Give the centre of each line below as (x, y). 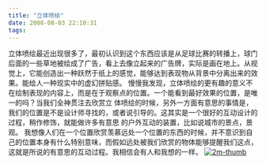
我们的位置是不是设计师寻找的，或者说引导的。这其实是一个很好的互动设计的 (133, 113)
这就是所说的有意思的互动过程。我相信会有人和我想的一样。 (105, 152)
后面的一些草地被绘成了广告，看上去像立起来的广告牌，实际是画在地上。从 (129, 63)
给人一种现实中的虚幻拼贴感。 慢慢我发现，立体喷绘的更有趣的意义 (137, 83)
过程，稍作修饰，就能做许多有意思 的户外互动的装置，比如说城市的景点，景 (131, 122)
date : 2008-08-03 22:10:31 (53, 23)
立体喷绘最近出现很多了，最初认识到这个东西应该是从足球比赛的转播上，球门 (133, 54)
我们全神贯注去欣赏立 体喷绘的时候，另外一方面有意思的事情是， (148, 102)
